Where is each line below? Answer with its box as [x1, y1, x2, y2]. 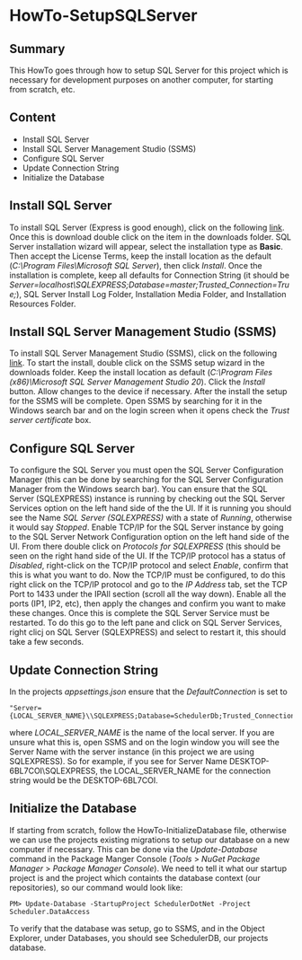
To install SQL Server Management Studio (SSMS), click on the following [9, 348, 277, 359]
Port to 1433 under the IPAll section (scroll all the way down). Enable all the [9, 589, 287, 600]
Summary [9, 41, 66, 57]
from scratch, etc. [9, 84, 75, 94]
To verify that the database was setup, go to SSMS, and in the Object [9, 922, 265, 934]
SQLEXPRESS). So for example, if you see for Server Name [9, 756, 227, 767]
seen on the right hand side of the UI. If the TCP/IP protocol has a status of [9, 550, 286, 561]
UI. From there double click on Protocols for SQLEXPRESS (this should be [9, 541, 281, 552]
